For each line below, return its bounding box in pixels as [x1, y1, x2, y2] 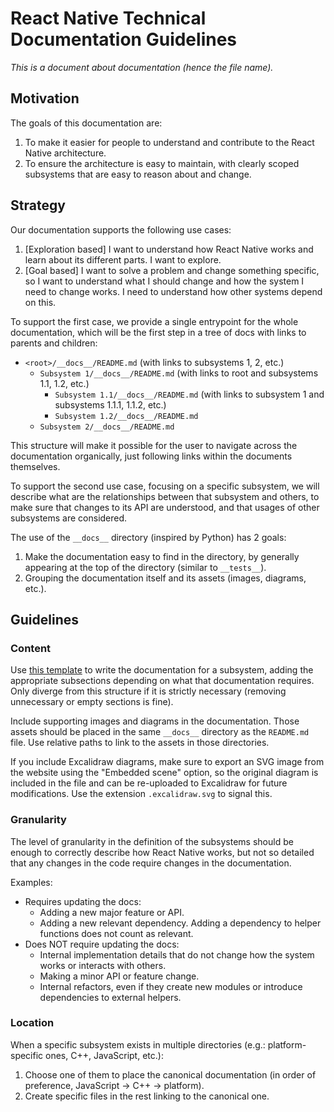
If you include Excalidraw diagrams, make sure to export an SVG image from [10, 756, 325, 768]
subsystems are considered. [10, 512, 128, 524]
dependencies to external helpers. [39, 991, 182, 1003]
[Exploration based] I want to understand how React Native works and [24, 243, 314, 255]
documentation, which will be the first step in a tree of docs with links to [10, 326, 307, 338]
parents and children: [10, 337, 98, 349]
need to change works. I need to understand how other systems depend [24, 285, 323, 297]
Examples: [10, 876, 53, 888]
